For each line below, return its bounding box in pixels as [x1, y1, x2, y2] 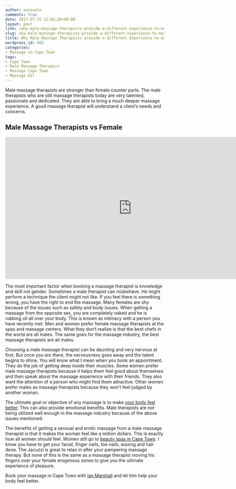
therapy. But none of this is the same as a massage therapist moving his [5, 452, 155, 458]
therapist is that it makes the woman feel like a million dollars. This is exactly [5, 430, 163, 436]
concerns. [5, 108, 27, 114]
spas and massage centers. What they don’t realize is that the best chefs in [5, 326, 161, 332]
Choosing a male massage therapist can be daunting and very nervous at [5, 347, 158, 353]
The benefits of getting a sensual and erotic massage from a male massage [5, 425, 162, 431]
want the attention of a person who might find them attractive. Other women [5, 378, 164, 384]
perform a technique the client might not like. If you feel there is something [5, 294, 160, 300]
